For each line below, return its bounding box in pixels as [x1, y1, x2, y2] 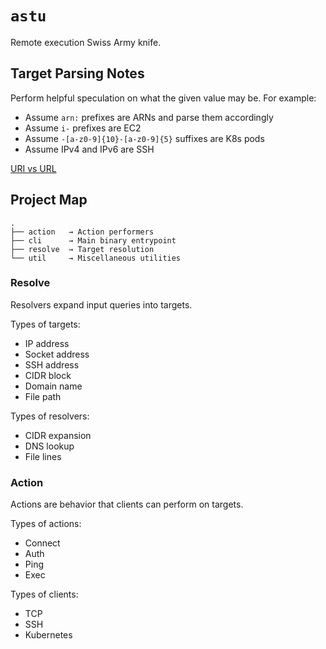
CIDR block [24, 369, 72, 381]
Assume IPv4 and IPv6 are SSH [24, 143, 155, 155]
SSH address [24, 358, 80, 371]
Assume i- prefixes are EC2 [24, 122, 142, 134]
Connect [24, 537, 61, 549]
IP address [24, 337, 70, 349]
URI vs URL [10, 162, 57, 174]
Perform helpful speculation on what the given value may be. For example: [10, 92, 317, 104]
